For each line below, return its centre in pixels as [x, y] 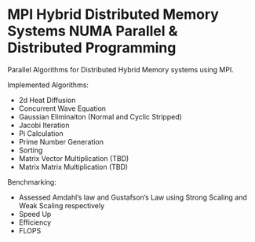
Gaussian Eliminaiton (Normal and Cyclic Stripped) [100, 116]
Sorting [31, 150]
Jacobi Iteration [44, 125]
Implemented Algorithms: [48, 85]
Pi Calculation [41, 133]
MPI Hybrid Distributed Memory [113, 15]
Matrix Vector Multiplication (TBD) [74, 158]
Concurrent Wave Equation [62, 108]
